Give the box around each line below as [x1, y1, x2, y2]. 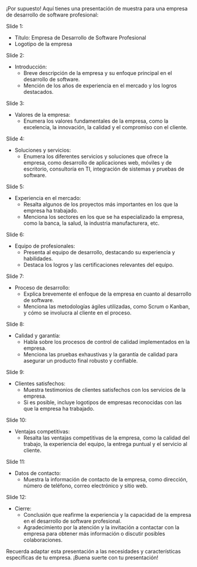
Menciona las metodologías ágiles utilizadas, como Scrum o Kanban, [23, 303, 190, 310]
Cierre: [14, 505, 32, 512]
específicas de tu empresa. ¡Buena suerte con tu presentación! [6, 554, 159, 561]
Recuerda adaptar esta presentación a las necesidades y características [6, 548, 181, 555]
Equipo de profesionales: [14, 242, 75, 250]
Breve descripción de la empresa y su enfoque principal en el [23, 70, 172, 76]
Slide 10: [6, 417, 26, 424]
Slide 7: [6, 273, 24, 280]
